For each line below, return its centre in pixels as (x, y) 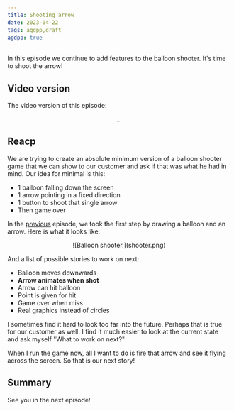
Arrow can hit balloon (49, 287)
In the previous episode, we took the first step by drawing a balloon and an (117, 224)
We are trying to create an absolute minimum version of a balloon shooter (115, 158)
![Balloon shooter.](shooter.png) (119, 245)
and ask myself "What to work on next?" (66, 339)
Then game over (41, 210)
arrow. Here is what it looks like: (54, 231)
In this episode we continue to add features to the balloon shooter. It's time (117, 59)
